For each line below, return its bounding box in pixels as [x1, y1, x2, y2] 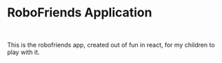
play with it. [7, 48, 40, 56]
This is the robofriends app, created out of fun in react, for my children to [7, 40, 215, 49]
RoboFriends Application [7, 5, 152, 21]
